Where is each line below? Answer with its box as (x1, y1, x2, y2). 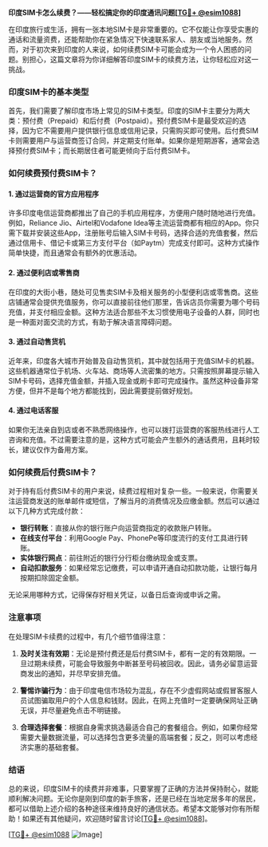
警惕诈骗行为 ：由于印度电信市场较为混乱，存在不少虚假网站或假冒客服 (19, 685, 251, 695)
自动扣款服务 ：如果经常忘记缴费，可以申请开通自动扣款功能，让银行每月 (19, 563, 258, 573)
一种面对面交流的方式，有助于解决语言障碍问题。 (14, 317, 176, 326)
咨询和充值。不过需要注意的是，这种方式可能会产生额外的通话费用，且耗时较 (8, 435, 260, 445)
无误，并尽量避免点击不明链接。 (19, 705, 125, 715)
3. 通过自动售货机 (8, 337, 66, 346)
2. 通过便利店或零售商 (8, 268, 80, 278)
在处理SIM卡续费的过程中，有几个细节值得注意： (8, 632, 168, 641)
